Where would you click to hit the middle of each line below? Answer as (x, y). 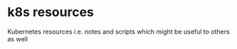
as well (18, 38)
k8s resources (51, 12)
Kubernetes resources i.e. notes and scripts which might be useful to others (118, 31)
